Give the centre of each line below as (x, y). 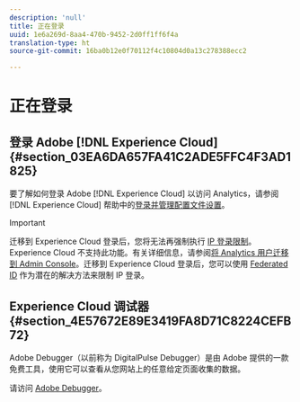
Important (27, 223)
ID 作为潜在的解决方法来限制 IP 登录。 (79, 275)
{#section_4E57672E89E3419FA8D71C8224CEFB (150, 321)
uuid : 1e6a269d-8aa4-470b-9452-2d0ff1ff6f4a (94, 34)
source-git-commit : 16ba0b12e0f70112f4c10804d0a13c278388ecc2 (128, 51)
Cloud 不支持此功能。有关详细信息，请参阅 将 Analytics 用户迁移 (171, 253)
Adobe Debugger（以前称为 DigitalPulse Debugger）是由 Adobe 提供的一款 (149, 357)
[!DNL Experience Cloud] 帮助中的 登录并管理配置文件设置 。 (119, 205)
